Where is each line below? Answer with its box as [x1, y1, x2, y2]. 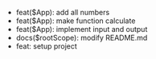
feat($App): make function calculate [15, 16, 136, 26]
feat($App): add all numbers [15, 8, 110, 17]
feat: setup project [15, 41, 78, 51]
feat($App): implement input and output [15, 25, 148, 33]
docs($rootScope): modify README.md [15, 33, 148, 42]
